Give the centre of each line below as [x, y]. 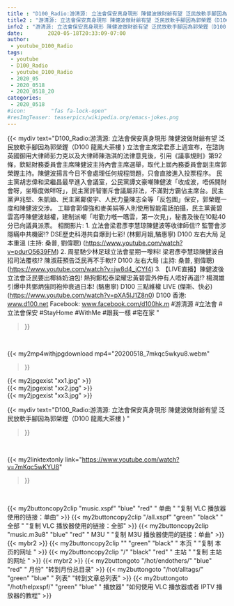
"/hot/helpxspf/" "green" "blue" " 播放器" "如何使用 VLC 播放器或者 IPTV [111, 586]
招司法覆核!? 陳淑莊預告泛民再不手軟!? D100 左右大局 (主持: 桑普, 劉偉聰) [111, 260]
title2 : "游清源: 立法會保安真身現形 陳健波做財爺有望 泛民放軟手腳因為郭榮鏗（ [112, 20]
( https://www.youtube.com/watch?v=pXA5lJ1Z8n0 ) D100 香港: [97, 295]
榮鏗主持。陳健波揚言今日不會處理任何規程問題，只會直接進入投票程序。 [111, 173]
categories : [24, 98]
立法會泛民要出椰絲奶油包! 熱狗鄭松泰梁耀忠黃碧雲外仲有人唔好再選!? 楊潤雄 [116, 278]
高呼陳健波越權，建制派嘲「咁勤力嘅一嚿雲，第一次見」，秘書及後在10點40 [119, 216]
